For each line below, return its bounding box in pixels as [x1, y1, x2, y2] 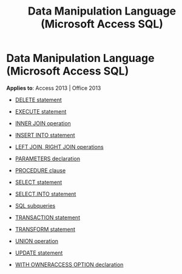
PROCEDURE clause [15, 166, 66, 174]
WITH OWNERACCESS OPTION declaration [15, 261, 124, 268]
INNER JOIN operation [15, 120, 71, 127]
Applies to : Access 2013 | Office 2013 [6, 84, 101, 92]
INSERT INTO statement [15, 131, 75, 139]
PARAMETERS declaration [15, 155, 81, 162]
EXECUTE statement [15, 108, 67, 115]
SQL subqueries [15, 202, 56, 209]
